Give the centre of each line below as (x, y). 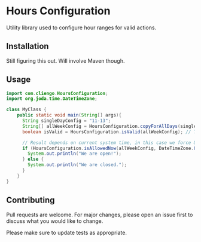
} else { (33, 160)
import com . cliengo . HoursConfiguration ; (57, 93)
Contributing (31, 200)
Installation (28, 46)
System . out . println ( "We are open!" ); (74, 154)
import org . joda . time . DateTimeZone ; (52, 99)
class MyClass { (26, 110)
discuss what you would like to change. (55, 221)
